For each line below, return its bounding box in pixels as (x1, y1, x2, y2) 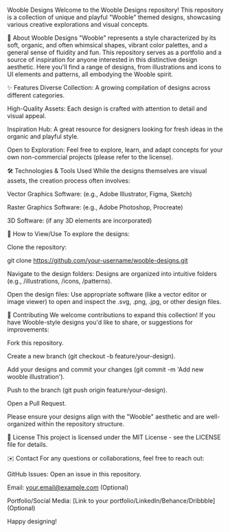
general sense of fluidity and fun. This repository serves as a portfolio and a (7, 48, 222, 56)
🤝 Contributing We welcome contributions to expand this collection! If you (7, 311, 216, 319)
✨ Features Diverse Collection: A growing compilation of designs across (7, 84, 211, 91)
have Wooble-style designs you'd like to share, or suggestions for (7, 319, 194, 326)
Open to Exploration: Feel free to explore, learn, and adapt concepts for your (7, 146, 223, 154)
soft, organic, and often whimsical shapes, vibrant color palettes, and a (7, 41, 208, 49)
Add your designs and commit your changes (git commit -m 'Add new (7, 365, 204, 373)
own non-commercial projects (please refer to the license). (7, 153, 174, 161)
